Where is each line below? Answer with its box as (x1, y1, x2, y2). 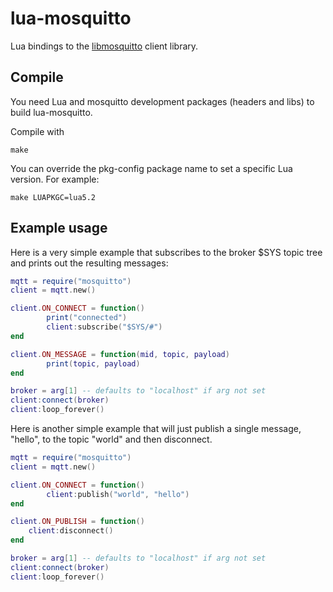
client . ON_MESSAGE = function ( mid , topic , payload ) (10, 349, 230, 359)
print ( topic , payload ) (46, 358, 141, 369)
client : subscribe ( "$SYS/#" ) (46, 322, 163, 332)
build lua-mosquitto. (10, 106, 93, 118)
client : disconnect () (28, 526, 114, 536)
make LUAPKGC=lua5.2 (10, 192, 97, 202)
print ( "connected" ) (46, 313, 128, 323)
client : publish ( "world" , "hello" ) (46, 489, 190, 499)
